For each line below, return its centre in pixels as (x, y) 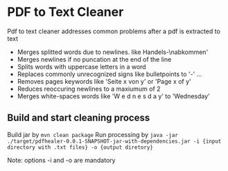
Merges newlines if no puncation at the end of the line (94, 59)
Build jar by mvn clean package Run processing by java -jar (93, 134)
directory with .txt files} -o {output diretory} (80, 147)
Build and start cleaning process (79, 118)
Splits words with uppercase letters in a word (82, 66)
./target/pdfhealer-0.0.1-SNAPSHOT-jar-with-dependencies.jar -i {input (114, 141)
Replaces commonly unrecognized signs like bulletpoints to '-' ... (109, 74)
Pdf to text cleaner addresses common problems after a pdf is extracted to (114, 31)
